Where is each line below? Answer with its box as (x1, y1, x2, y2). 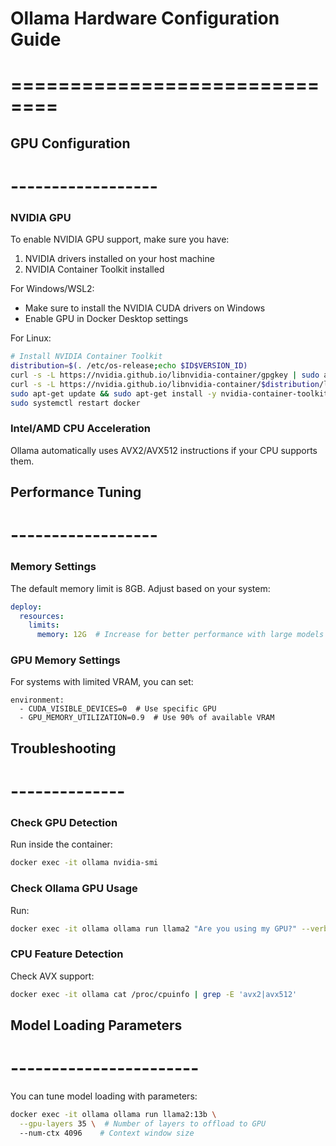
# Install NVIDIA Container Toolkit (10, 352, 163, 362)
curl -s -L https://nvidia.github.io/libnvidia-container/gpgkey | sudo (10, 370, 320, 380)
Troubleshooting (10, 740, 117, 757)
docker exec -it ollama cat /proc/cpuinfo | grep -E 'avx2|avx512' (10, 989, 298, 999)
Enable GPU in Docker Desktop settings (24, 313, 189, 325)
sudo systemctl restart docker (10, 398, 141, 408)
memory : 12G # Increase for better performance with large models (36, 630, 325, 640)
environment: (10, 695, 65, 706)
